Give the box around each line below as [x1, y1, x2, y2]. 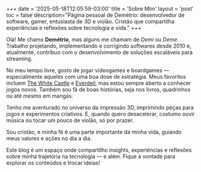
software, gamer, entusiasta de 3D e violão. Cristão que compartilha [6, 18, 175, 25]
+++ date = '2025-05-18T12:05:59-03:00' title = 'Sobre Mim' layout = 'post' [6, 5, 194, 12]
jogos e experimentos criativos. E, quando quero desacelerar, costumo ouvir [6, 111, 195, 117]
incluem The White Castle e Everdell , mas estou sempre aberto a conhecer [6, 79, 191, 87]
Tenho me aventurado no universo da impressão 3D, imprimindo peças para [6, 104, 194, 111]
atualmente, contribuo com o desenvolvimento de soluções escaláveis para [6, 49, 193, 56]
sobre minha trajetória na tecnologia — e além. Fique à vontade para [6, 153, 176, 160]
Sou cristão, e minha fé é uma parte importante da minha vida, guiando [6, 129, 182, 135]
